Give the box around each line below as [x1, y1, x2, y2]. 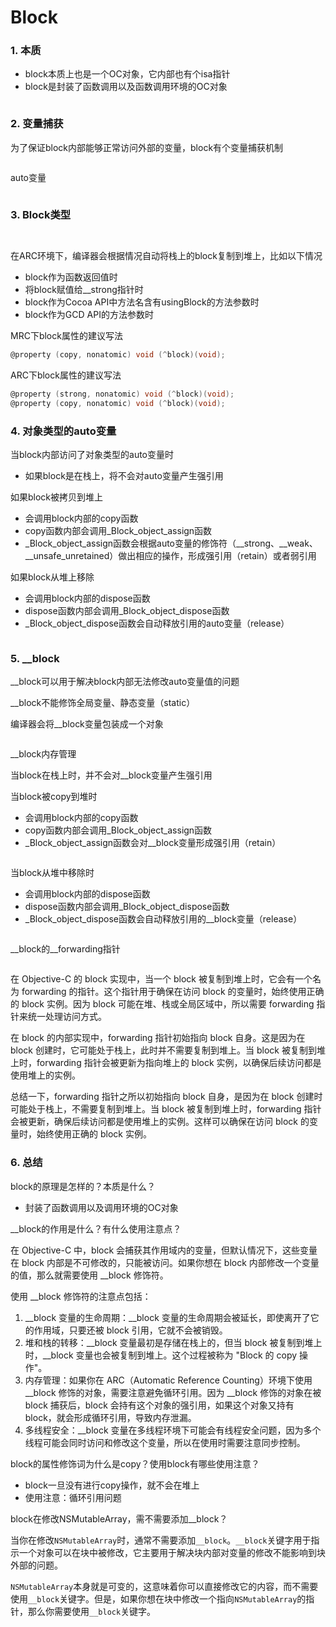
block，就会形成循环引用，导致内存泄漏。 [24, 1411, 197, 1423]
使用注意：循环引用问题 [24, 1491, 122, 1503]
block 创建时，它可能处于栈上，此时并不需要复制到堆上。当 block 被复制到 [10, 1044, 317, 1056]
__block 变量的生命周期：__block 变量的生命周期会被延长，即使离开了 [24, 1311, 311, 1323]
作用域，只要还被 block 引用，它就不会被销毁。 [33, 1324, 228, 1336]
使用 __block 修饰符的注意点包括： [10, 1290, 152, 1302]
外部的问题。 [10, 1559, 63, 1571]
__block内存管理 [10, 748, 77, 760]
